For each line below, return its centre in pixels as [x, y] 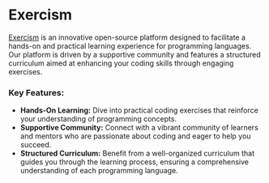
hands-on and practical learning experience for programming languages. [130, 45]
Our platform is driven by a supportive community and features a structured [134, 54]
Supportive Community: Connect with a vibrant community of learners [139, 128]
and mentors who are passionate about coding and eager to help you [135, 136]
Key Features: [36, 92]
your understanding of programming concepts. [98, 119]
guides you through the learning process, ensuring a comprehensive [134, 162]
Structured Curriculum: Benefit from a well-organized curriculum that [137, 153]
